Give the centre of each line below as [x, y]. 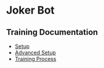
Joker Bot [30, 10]
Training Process [35, 59]
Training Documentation [52, 32]
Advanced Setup [35, 53]
